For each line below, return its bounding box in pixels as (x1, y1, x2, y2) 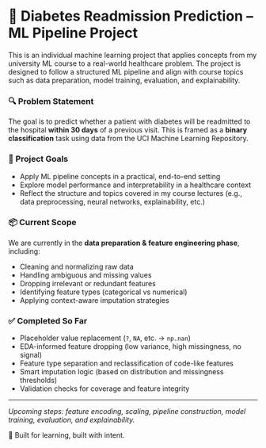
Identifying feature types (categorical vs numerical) (19, 287, 188, 297)
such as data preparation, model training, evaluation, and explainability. (8, 75, 241, 85)
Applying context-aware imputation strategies (19, 295, 169, 304)
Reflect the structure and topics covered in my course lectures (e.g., (19, 188, 243, 197)
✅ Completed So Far (8, 315, 88, 326)
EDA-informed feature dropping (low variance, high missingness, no (19, 342, 241, 351)
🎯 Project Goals (8, 154, 69, 165)
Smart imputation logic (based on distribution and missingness (19, 367, 224, 377)
